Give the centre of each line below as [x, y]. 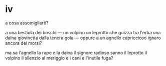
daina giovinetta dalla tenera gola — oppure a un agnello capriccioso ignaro [83, 38]
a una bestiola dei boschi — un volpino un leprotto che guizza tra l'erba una [83, 32]
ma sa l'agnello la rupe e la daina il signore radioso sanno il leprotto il [76, 53]
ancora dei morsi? [24, 43]
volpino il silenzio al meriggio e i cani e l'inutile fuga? [59, 58]
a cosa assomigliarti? [27, 23]
